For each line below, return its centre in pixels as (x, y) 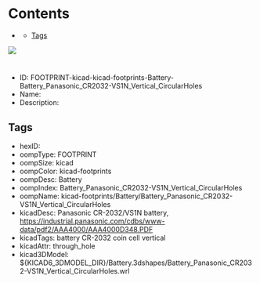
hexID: (30, 146)
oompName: (40, 196)
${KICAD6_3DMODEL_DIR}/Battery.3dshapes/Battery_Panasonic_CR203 (136, 263)
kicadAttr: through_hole (57, 246)
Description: (39, 103)
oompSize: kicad (47, 162)
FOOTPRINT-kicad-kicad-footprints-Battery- (102, 78)
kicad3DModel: (44, 254)
